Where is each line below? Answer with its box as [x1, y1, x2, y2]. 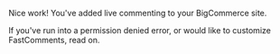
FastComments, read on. [8, 35, 100, 45]
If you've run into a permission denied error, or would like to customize [8, 25, 272, 35]
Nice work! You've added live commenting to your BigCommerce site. [8, 8, 267, 18]
